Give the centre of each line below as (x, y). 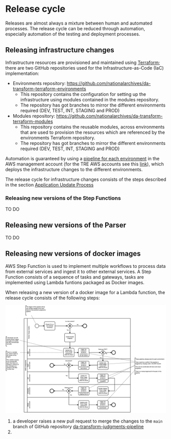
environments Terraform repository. (58, 138)
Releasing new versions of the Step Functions (63, 198)
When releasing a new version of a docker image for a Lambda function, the (85, 292)
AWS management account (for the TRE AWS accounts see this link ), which (85, 164)
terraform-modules (33, 121)
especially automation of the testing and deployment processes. (73, 34)
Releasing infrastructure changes (60, 50)
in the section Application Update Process (50, 184)
